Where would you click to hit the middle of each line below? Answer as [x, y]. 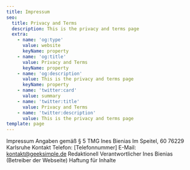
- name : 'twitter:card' [47, 90]
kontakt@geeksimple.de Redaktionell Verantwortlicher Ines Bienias [90, 154]
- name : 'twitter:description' [57, 113]
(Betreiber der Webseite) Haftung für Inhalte [61, 160]
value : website [41, 46]
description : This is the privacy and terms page [75, 29]
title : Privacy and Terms [44, 23]
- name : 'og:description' [50, 74]
